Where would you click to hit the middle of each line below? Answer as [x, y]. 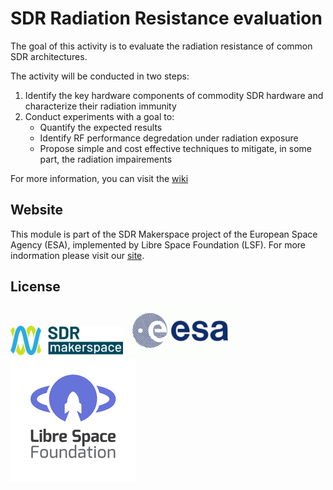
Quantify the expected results [101, 127]
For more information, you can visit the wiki [99, 178]
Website [36, 210]
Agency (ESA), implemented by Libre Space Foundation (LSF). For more [158, 244]
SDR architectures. [49, 56]
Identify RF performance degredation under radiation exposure [169, 138]
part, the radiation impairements [106, 159]
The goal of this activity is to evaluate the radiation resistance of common [161, 46]
